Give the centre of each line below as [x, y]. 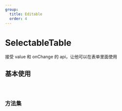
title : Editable [26, 14]
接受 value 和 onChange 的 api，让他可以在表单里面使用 [61, 57]
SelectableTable [38, 43]
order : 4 [18, 18]
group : [12, 9]
